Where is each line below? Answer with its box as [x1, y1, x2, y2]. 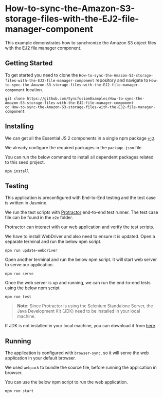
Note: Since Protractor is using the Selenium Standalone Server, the [17, 303, 153, 309]
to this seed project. [5, 159, 45, 165]
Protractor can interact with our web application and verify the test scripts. [5, 224, 155, 230]
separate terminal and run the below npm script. [5, 239, 102, 244]
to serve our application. [5, 262, 54, 268]
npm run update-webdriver [5, 248, 57, 253]
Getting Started [5, 59, 53, 67]
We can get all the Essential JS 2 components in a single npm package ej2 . [5, 135, 156, 141]
